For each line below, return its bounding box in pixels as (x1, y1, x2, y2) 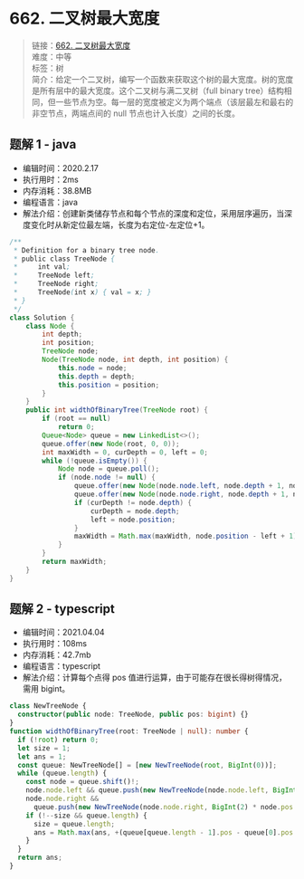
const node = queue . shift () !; (25, 778, 140, 787)
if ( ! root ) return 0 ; (17, 735, 100, 744)
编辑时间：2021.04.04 (22, 626, 106, 638)
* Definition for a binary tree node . (13, 245, 160, 254)
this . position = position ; (57, 380, 160, 389)
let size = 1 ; (17, 743, 71, 752)
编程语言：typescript (22, 661, 101, 672)
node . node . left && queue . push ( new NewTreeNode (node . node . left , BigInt (25, 786, 298, 795)
